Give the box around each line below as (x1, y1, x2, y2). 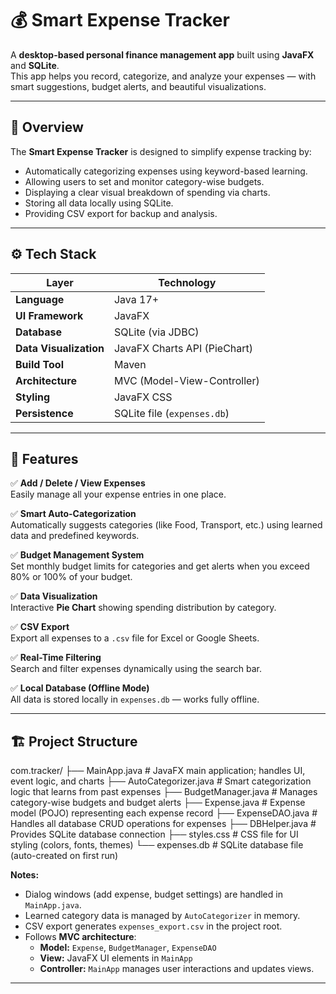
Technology (158, 275, 217, 289)
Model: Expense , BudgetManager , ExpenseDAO (39, 942, 217, 954)
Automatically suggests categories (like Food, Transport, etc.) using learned (10, 519, 323, 531)
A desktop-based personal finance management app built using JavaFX (10, 48, 315, 61)
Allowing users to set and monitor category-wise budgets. (24, 175, 265, 187)
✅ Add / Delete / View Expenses (10, 477, 146, 489)
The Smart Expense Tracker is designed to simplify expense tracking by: (10, 145, 312, 157)
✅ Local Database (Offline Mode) (10, 682, 150, 694)
